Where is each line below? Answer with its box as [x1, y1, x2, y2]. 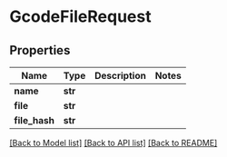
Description [94, 70, 147, 82]
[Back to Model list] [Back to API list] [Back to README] [9, 138, 218, 148]
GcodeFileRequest [9, 6, 152, 27]
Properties [9, 43, 71, 58]
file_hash [14, 114, 55, 126]
